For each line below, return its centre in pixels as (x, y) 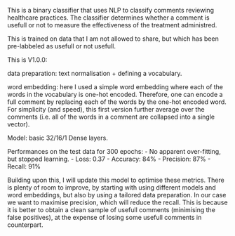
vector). (19, 124)
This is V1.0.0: (27, 60)
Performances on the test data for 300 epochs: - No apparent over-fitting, (114, 151)
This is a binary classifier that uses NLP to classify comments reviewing (111, 10)
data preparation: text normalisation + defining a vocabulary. (95, 73)
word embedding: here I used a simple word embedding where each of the (115, 87)
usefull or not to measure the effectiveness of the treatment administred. (112, 25)
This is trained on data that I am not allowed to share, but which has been (113, 39)
